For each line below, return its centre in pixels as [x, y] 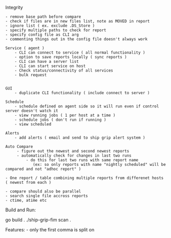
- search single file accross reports [47, 196]
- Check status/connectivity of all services [64, 71]
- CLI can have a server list [47, 61]
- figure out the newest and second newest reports [73, 151]
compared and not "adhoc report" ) [43, 169]
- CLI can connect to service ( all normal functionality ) [80, 53]
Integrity [14, 7]
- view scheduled [33, 124]
